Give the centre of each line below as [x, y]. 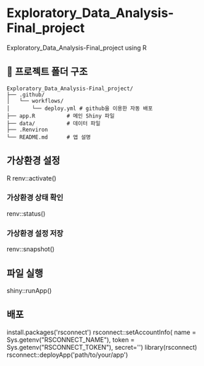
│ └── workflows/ [35, 101]
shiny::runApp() [29, 290]
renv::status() [26, 213]
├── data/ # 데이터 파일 [54, 123]
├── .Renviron [28, 130]
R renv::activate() [32, 178]
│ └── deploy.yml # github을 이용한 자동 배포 [80, 108]
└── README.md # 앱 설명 [49, 137]
